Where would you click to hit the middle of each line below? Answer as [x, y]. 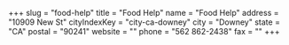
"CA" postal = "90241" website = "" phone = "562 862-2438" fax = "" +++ [144, 31]
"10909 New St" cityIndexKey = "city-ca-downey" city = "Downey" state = [144, 22]
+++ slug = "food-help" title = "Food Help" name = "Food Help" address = [144, 13]
